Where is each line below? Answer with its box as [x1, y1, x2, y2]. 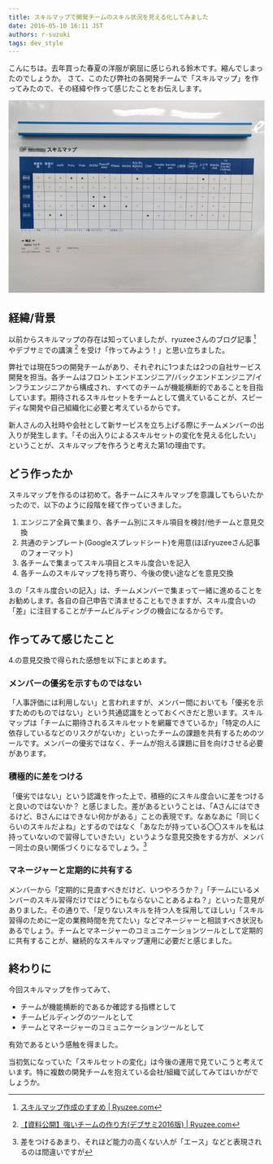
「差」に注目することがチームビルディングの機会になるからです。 [8, 606, 227, 616]
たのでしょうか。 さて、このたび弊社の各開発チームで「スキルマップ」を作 [8, 73, 259, 83]
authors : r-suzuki [8, 30, 71, 38]
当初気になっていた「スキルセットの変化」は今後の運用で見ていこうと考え [8, 1057, 258, 1067]
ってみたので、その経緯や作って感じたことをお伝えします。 [8, 84, 206, 94]
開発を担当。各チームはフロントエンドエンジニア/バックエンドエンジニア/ [8, 372, 256, 382]
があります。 [8, 749, 51, 758]
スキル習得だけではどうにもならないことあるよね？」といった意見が [36, 894, 265, 904]
